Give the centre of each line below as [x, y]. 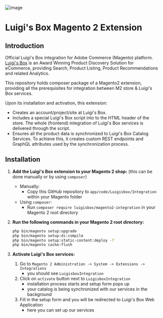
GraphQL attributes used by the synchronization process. [71, 144]
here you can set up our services [61, 310]
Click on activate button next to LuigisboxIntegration [75, 278]
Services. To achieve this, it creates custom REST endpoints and [78, 139]
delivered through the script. [41, 128]
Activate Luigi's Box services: [43, 254]
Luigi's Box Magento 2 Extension [74, 28]
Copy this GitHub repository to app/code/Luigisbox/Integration [92, 191]
